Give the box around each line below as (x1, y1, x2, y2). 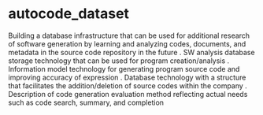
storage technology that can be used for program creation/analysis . (8, 56, 230, 65)
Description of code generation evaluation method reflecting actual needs (8, 89, 248, 98)
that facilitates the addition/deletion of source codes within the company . (8, 80, 248, 91)
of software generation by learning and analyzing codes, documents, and (8, 39, 246, 48)
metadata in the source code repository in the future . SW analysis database (8, 47, 255, 57)
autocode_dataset (8, 5, 130, 23)
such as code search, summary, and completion (8, 98, 164, 107)
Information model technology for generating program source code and (8, 64, 240, 73)
